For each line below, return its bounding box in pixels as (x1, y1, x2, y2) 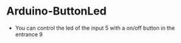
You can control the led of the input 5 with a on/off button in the (15, 24, 176, 31)
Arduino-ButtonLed (6, 4, 107, 18)
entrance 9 (15, 30, 43, 38)
